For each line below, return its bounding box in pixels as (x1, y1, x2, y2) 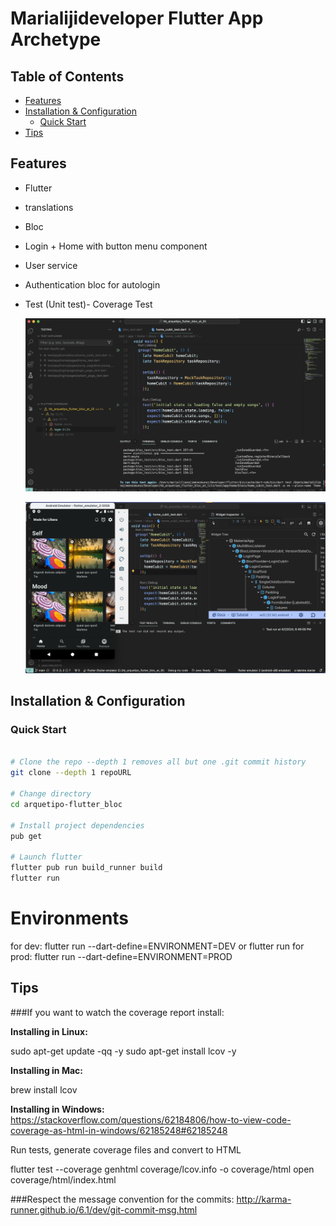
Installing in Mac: (10, 1064, 83, 1076)
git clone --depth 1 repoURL (10, 768, 132, 778)
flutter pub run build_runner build (10, 863, 163, 873)
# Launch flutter (10, 852, 83, 862)
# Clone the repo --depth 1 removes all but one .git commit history (10, 757, 307, 767)
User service (24, 259, 78, 271)
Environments (10, 907, 130, 930)
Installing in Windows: (10, 1103, 105, 1115)
